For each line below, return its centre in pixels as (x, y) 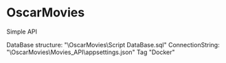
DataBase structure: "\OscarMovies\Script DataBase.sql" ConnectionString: (113, 45)
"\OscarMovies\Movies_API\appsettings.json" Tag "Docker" (91, 52)
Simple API (22, 32)
